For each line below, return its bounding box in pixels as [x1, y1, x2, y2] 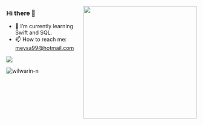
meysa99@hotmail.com [14, 44, 74, 52]
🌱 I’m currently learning [14, 23, 74, 30]
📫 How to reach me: [14, 36, 67, 43]
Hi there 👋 [6, 9, 36, 17]
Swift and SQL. [14, 29, 53, 36]
